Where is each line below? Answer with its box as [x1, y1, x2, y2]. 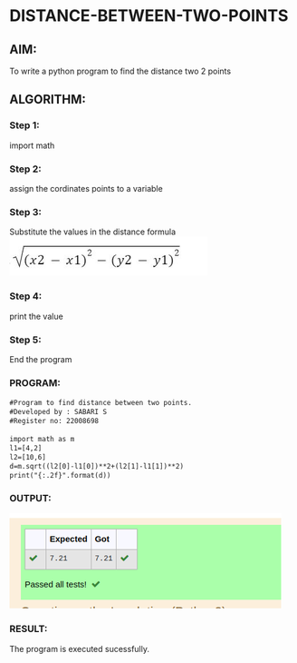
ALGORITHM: [9, 92, 86, 107]
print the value [9, 311, 63, 322]
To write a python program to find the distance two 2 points [9, 65, 232, 76]
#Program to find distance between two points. [9, 399, 193, 408]
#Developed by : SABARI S [9, 408, 107, 417]
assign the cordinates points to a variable [9, 183, 163, 193]
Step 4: [9, 290, 43, 302]
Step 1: [9, 119, 40, 132]
